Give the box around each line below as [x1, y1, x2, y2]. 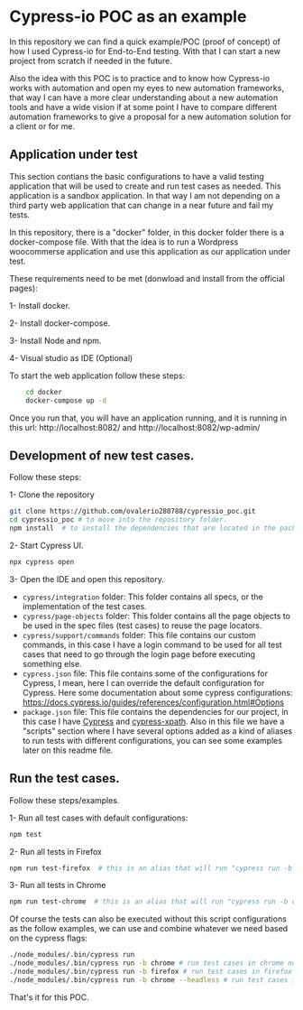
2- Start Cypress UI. [9, 540, 84, 551]
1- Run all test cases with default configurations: [9, 812, 188, 823]
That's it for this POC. [9, 991, 90, 1003]
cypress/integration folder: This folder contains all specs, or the [22, 591, 263, 602]
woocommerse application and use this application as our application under [9, 246, 291, 256]
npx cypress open [9, 557, 75, 566]
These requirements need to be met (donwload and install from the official [9, 273, 286, 283]
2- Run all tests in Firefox [9, 846, 102, 857]
